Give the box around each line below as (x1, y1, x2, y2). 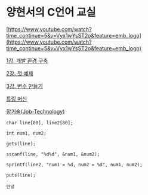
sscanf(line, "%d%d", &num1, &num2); (6, 151, 100, 157)
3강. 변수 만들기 (6, 82, 43, 90)
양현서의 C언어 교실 (6, 5, 97, 19)
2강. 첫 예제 (6, 69, 33, 77)
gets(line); (6, 141, 36, 147)
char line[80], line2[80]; (6, 120, 73, 126)
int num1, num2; (6, 130, 47, 136)
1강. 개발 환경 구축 (6, 57, 48, 64)
